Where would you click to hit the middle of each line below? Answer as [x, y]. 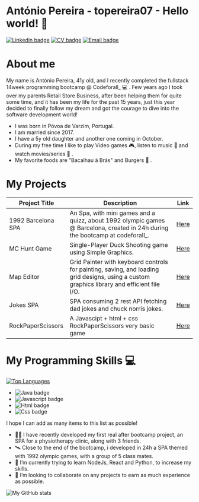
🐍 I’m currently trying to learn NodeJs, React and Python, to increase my [103, 462]
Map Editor [24, 277]
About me [31, 64]
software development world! [42, 115]
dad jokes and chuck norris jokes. [116, 309]
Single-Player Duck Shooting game [119, 244]
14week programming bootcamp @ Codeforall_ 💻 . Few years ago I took [94, 87]
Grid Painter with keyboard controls [119, 262]
